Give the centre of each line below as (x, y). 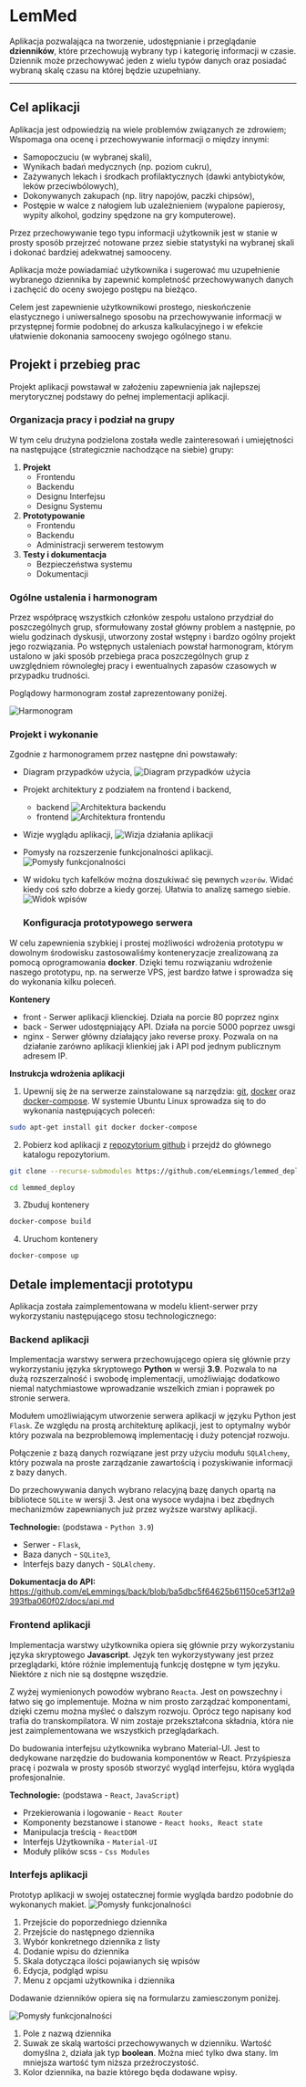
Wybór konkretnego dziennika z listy (92, 1941)
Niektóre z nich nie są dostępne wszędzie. (89, 1674)
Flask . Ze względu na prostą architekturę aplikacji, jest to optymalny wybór (150, 1425)
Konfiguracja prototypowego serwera (107, 923)
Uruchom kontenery (60, 1239)
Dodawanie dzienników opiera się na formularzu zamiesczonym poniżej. (145, 1998)
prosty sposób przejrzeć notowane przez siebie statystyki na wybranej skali (152, 242)
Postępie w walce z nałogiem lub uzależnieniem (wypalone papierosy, (154, 205)
